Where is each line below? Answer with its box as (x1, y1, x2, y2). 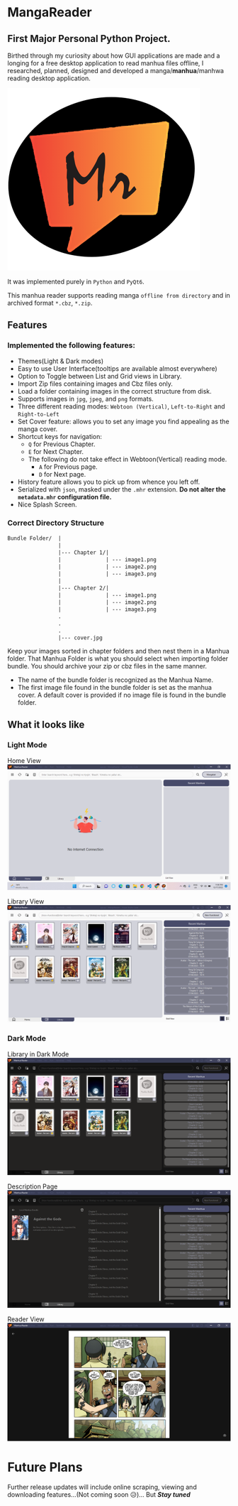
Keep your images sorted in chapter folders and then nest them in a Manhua (7, 646, 230, 655)
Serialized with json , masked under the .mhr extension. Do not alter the (17, 484, 226, 494)
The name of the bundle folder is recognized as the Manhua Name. (17, 676, 214, 684)
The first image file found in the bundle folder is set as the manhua (17, 683, 212, 691)
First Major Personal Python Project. (7, 33, 171, 45)
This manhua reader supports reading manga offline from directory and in (7, 291, 230, 299)
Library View (7, 896, 45, 906)
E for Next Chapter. (28, 447, 84, 455)
